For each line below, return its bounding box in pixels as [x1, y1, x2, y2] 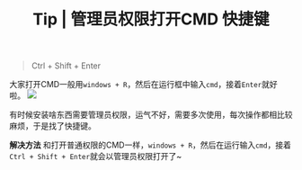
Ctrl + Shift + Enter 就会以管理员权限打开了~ [9, 151, 182, 162]
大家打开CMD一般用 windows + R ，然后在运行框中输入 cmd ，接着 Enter [9, 79, 262, 90]
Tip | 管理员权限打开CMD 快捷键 [32, 9, 270, 30]
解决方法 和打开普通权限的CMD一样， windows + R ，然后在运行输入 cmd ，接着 [9, 139, 292, 150]
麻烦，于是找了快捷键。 [9, 121, 96, 131]
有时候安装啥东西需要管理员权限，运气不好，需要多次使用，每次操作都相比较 [9, 110, 293, 121]
